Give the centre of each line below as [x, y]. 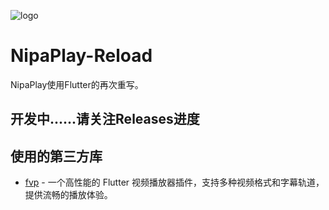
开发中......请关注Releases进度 [105, 119]
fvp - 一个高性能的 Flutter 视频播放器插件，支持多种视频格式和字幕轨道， [174, 182]
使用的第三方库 [56, 156]
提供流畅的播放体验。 [68, 195]
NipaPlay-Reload [81, 56]
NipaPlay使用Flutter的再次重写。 [77, 84]
